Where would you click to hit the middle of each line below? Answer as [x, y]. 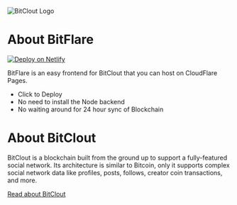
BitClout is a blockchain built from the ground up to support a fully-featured [117, 157]
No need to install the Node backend [71, 101]
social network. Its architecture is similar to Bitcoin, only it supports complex [119, 165]
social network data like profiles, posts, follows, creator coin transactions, [115, 172]
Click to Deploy [40, 94]
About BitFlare [51, 40]
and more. [22, 180]
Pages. [17, 80]
